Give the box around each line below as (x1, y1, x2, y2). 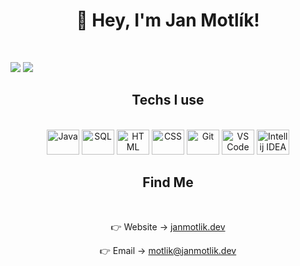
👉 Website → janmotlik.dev (110, 220, 226, 233)
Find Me (142, 174, 194, 191)
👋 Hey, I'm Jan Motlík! (76, 9, 260, 32)
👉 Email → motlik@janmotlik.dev (99, 244, 237, 256)
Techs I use (131, 92, 205, 109)
